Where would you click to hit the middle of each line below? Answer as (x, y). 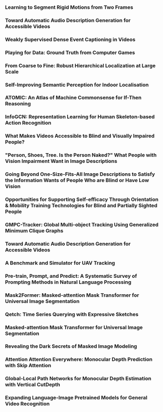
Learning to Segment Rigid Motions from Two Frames (69, 7)
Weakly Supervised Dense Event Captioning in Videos (70, 39)
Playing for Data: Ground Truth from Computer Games (70, 53)
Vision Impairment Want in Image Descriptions (61, 161)
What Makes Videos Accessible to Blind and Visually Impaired (80, 136)
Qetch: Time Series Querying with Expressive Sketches (72, 314)
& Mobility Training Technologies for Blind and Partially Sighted (81, 206)
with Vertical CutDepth (33, 385)
